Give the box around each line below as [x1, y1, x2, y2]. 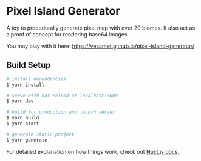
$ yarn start [6, 120, 39, 126]
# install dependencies [6, 76, 67, 82]
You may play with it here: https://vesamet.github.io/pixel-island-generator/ [6, 42, 195, 50]
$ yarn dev [6, 98, 34, 104]
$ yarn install [6, 82, 45, 88]
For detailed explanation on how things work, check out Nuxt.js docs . [6, 148, 180, 155]
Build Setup [6, 60, 51, 70]
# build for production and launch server [6, 109, 115, 116]
